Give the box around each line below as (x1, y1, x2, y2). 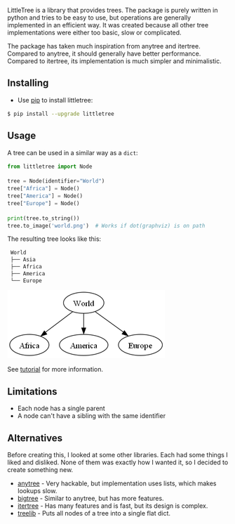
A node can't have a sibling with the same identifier (17, 412, 166, 420)
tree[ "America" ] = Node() (7, 192, 83, 199)
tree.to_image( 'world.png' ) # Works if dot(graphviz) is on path (7, 222, 206, 229)
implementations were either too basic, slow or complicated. (7, 28, 182, 37)
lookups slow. (17, 487, 58, 494)
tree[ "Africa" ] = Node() (7, 185, 80, 192)
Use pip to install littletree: (17, 96, 93, 104)
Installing (7, 77, 49, 89)
